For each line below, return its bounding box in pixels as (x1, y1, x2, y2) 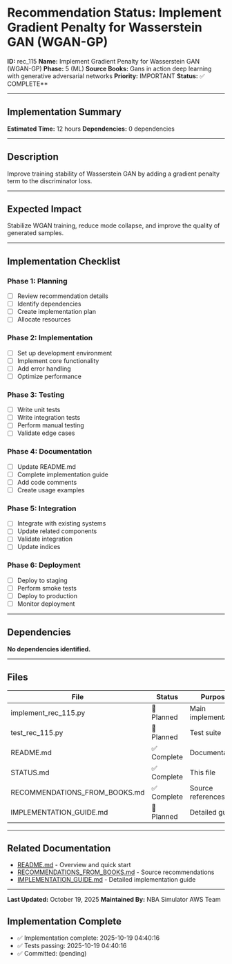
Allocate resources (17, 315, 71, 324)
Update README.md (17, 462, 76, 471)
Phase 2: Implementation (7, 333, 93, 343)
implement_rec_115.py (10, 707, 86, 717)
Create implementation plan (17, 308, 97, 316)
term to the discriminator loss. (7, 176, 93, 185)
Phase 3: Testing (7, 389, 65, 399)
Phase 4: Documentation (7, 447, 93, 456)
